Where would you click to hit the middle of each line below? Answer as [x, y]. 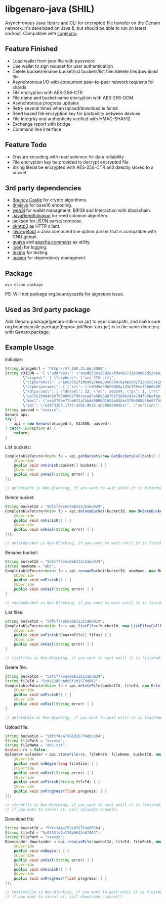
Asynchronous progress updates [45, 103]
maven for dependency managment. [49, 258]
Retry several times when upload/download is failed [65, 108]
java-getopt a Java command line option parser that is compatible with [84, 232]
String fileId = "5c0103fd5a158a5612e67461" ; [53, 833]
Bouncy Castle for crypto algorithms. [50, 200]
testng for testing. [30, 252]
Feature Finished [32, 49]
